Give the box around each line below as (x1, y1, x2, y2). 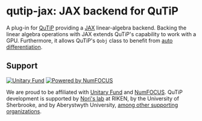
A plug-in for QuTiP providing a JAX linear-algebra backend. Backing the (6, 24, 187, 31)
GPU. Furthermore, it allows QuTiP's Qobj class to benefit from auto (6, 37, 173, 44)
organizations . (6, 107, 42, 115)
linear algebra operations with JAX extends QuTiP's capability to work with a (6, 30, 197, 37)
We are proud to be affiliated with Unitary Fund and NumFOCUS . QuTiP (6, 88, 183, 96)
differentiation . (6, 43, 43, 51)
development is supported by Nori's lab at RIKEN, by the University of (6, 95, 180, 102)
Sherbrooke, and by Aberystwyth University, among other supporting (6, 101, 178, 108)
